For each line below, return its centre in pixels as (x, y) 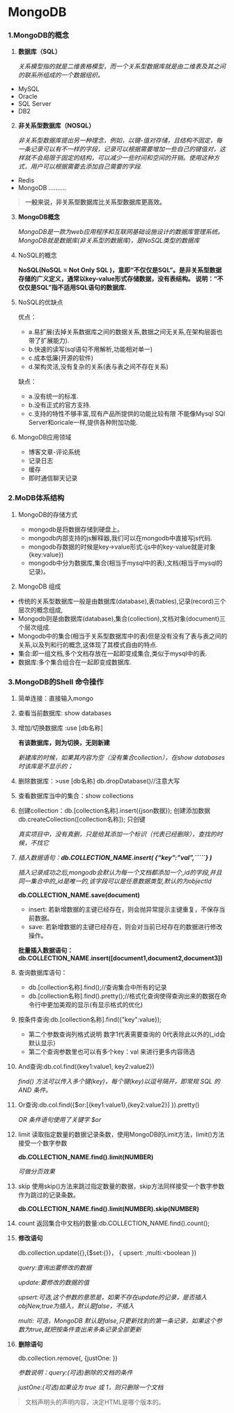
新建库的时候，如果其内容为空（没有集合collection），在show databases (122, 758)
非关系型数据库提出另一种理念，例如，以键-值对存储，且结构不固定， (117, 141)
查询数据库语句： (42, 973)
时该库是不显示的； (46, 766)
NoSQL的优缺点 (40, 302)
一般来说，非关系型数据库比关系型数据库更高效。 (95, 202)
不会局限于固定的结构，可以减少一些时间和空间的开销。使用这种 (122, 158)
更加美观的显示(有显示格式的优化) (95, 1005)
